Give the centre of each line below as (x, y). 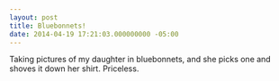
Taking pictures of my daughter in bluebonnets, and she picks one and (140, 60)
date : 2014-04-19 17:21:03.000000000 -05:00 (94, 34)
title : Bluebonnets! (48, 26)
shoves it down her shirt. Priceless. (74, 69)
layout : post (34, 17)
